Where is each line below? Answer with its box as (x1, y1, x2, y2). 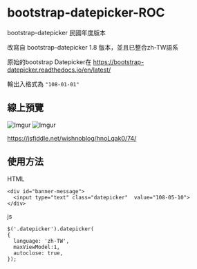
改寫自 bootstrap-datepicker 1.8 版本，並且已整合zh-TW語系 (7, 43, 178, 51)
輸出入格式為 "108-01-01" (7, 79, 79, 88)
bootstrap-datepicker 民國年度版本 (7, 28, 106, 37)
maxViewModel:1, (13, 243, 60, 250)
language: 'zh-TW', (13, 237, 70, 244)
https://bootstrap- (93, 57, 144, 66)
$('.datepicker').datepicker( (7, 226, 95, 232)
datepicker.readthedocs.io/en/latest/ (7, 66, 111, 74)
